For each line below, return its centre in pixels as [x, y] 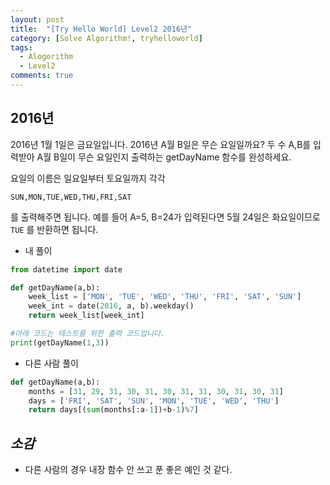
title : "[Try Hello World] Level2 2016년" [101, 29]
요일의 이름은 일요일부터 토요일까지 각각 [88, 178]
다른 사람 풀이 [51, 363]
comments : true [42, 76]
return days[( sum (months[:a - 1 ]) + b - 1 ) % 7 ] [113, 410]
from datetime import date [66, 269]
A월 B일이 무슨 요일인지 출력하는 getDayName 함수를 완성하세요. [164, 157]
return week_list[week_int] [86, 316]
